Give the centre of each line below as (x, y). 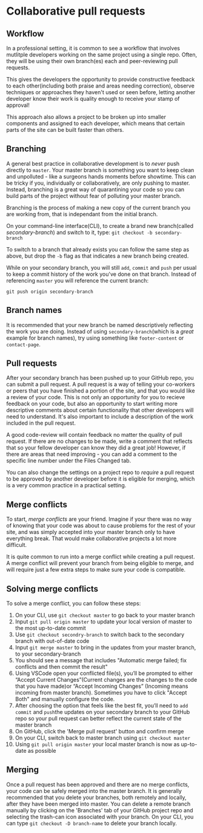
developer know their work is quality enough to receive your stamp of (93, 99)
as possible (42, 751)
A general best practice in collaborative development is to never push (93, 163)
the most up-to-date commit (50, 628)
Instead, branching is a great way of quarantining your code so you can (95, 189)
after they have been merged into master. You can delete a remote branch (98, 804)
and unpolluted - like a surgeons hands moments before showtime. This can (101, 176)
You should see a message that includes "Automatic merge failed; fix (101, 660)
